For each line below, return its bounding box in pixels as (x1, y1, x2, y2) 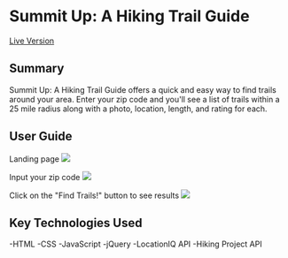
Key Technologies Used (9, 215, 143, 231)
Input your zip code (9, 171, 81, 182)
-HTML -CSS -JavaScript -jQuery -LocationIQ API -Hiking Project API (9, 239, 263, 249)
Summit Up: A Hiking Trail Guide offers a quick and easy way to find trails (9, 84, 276, 95)
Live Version (9, 35, 55, 46)
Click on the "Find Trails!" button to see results (9, 190, 180, 201)
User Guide (9, 129, 73, 144)
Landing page (9, 153, 60, 164)
